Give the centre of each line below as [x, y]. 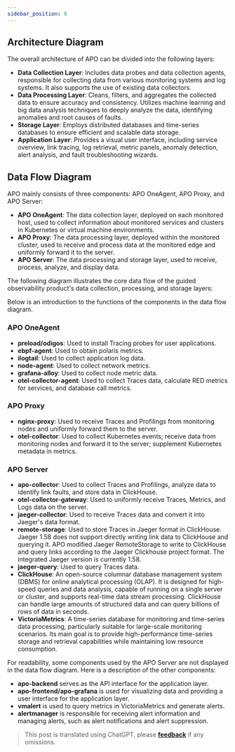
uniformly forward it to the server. [66, 252]
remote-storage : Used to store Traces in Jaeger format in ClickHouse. [120, 530]
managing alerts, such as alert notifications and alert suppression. [113, 721]
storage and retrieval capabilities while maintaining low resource [110, 642]
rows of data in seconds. [53, 611]
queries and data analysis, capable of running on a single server [130, 589]
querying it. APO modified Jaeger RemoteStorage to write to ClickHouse [122, 545]
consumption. [37, 649]
